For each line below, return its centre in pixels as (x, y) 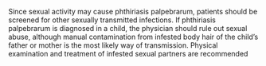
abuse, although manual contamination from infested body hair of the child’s (133, 37)
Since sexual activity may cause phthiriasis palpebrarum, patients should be (133, 12)
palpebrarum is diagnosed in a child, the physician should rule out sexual (128, 28)
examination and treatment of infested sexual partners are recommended (128, 54)
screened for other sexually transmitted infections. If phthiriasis (112, 20)
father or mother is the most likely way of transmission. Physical (113, 45)
